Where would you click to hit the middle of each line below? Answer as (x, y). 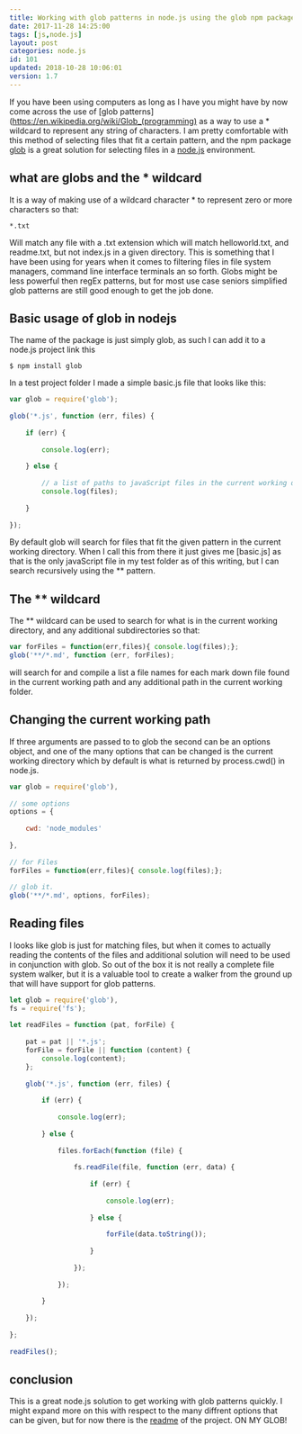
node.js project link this (53, 350)
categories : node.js (48, 51)
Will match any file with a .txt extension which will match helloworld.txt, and (149, 242)
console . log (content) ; (84, 1059)
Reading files (47, 924)
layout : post (34, 43)
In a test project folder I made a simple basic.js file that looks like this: (138, 383)
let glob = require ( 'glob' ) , (64, 1000)
